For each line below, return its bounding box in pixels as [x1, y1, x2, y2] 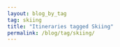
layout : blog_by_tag [7, 10, 68, 17]
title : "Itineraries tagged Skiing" [7, 23, 114, 30]
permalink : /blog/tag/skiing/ [7, 29, 96, 37]
